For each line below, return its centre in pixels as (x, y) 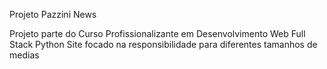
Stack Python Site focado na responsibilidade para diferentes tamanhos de (163, 44)
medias (24, 55)
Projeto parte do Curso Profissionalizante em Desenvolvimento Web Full (157, 33)
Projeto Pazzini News (53, 14)
